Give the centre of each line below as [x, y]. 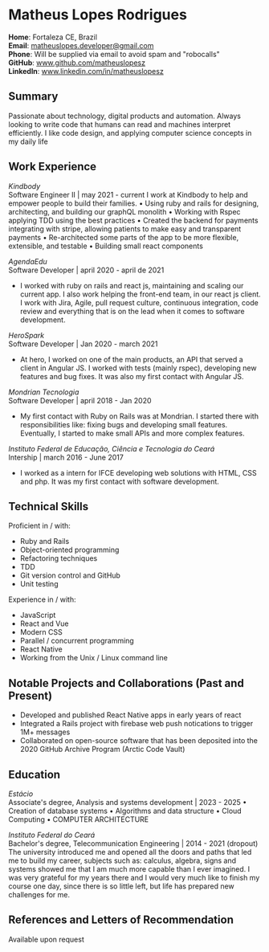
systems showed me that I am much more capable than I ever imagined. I [129, 869]
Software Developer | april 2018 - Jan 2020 [80, 400]
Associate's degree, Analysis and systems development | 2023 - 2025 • [128, 802]
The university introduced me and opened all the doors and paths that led [130, 852]
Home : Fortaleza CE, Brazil [53, 37]
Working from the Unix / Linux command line [94, 658]
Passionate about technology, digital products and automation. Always [124, 116]
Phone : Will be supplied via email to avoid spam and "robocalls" [114, 54]
